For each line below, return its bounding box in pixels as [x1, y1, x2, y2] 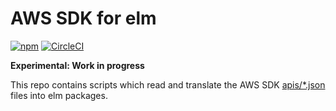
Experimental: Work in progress [10, 59, 145, 71]
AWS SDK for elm [10, 7, 157, 30]
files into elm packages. [10, 89, 108, 101]
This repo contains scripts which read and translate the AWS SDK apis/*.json [10, 78, 326, 91]
